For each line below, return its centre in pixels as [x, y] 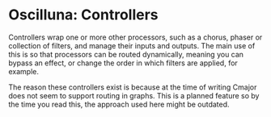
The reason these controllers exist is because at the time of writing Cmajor [133, 87]
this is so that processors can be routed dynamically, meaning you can [126, 54]
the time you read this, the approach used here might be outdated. [119, 104]
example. [23, 71]
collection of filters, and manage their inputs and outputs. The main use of [132, 45]
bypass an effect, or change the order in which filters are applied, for [123, 63]
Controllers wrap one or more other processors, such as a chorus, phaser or [135, 37]
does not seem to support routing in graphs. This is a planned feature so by [134, 95]
